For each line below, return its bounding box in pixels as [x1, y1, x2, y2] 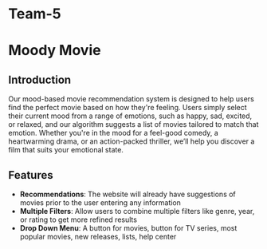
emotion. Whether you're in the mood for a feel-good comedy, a [8, 128, 219, 138]
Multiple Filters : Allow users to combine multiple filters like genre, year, [19, 207, 255, 215]
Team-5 [8, 5, 61, 23]
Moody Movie [8, 41, 101, 60]
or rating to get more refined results [19, 215, 138, 224]
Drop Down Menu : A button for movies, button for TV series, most [19, 223, 238, 232]
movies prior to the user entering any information [19, 198, 182, 207]
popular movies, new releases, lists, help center [19, 232, 177, 241]
